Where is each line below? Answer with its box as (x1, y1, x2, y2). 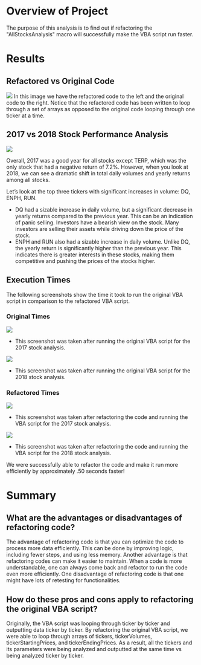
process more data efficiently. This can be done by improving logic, (6, 545, 174, 552)
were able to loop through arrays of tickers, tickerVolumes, (6, 632, 153, 640)
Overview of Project (6, 4, 109, 18)
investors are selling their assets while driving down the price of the (14, 225, 183, 232)
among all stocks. (6, 176, 50, 183)
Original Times (6, 313, 50, 321)
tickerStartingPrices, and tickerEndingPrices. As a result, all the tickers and (6, 639, 193, 646)
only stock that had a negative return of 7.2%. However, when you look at (6, 163, 189, 170)
